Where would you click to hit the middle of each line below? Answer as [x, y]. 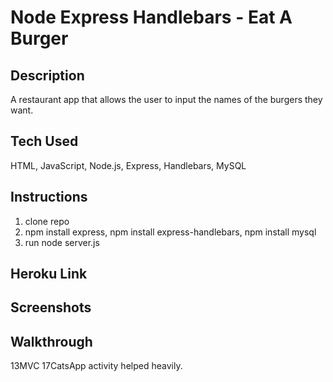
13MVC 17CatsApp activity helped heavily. [96, 366]
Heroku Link [49, 274]
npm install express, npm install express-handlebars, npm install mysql [170, 232]
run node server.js [62, 242]
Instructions [49, 197]
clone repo [47, 221]
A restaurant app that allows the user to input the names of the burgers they [166, 99]
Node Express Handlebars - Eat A [151, 17]
